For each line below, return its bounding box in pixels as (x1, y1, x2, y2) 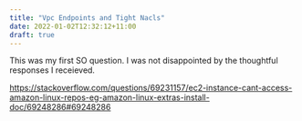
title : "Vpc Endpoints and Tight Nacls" (9, 13, 166, 23)
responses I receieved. (9, 65, 96, 76)
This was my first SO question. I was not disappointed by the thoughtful (9, 55, 278, 66)
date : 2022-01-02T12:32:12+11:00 (9, 22, 137, 31)
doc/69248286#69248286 (9, 102, 111, 113)
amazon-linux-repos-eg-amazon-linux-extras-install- (9, 92, 210, 103)
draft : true (9, 30, 55, 39)
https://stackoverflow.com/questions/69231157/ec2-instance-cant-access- (9, 83, 293, 94)
